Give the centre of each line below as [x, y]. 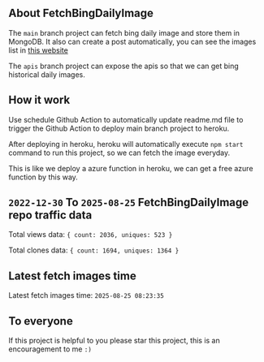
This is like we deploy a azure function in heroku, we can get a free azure [131, 168]
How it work [39, 100]
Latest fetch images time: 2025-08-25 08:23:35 [86, 295]
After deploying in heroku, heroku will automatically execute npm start [126, 144]
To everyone [41, 321]
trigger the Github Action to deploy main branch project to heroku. [119, 128]
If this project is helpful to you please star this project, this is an [115, 341]
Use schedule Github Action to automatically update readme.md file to [126, 119]
